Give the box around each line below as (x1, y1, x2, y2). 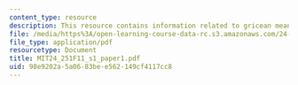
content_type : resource (9, 12, 98, 22)
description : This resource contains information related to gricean (9, 21, 272, 30)
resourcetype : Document (9, 46, 98, 55)
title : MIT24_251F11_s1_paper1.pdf (9, 54, 141, 63)
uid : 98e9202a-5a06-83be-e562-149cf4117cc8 (9, 63, 173, 72)
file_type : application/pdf (9, 37, 114, 47)
